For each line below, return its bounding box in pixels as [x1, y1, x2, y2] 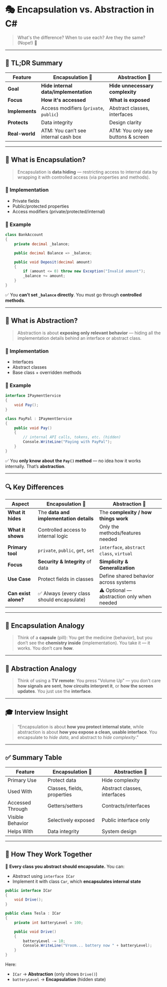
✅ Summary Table [5, 753, 62, 762]
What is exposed [109, 96, 150, 103]
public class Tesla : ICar [5, 911, 61, 916]
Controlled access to [38, 526, 86, 533]
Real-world [7, 130, 36, 137]
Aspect [11, 500, 29, 507]
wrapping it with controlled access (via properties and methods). [17, 174, 150, 180]
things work [99, 515, 128, 522]
